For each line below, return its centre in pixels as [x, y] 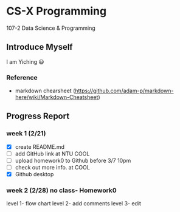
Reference [22, 77]
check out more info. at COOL [52, 167]
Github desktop [34, 174]
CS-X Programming [57, 11]
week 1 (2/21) [26, 134]
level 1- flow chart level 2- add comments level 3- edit [74, 203]
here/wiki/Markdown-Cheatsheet [57, 97]
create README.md [40, 146]
